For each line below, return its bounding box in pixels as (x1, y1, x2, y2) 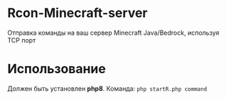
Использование (7, 61, 107, 77)
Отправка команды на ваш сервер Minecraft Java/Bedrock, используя (7, 28, 220, 37)
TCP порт (7, 35, 36, 44)
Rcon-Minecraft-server (7, 5, 148, 21)
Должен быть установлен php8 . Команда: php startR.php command (7, 84, 208, 93)
